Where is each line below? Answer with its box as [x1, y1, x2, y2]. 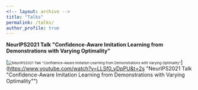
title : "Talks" [6, 14, 44, 20]
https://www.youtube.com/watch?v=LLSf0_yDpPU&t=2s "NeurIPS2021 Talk [8, 65, 192, 72]
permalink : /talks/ [6, 19, 55, 25]
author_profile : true [6, 25, 60, 31]
